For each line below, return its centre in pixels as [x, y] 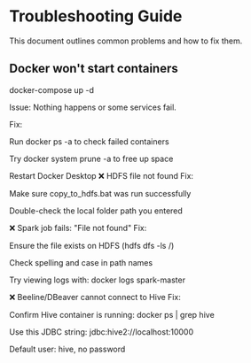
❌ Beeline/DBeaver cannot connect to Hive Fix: [95, 297]
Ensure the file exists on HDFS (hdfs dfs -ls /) [92, 245]
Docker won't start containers [94, 69]
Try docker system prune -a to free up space [91, 158]
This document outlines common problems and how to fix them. [126, 41]
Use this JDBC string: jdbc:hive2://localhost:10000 [102, 332]
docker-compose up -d [52, 89]
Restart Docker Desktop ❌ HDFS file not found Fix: [101, 175]
